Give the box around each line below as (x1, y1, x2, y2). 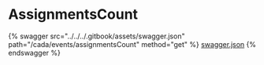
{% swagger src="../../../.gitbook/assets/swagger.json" (8, 31, 185, 41)
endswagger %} (8, 48, 61, 57)
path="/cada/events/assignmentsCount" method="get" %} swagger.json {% (8, 39, 257, 49)
